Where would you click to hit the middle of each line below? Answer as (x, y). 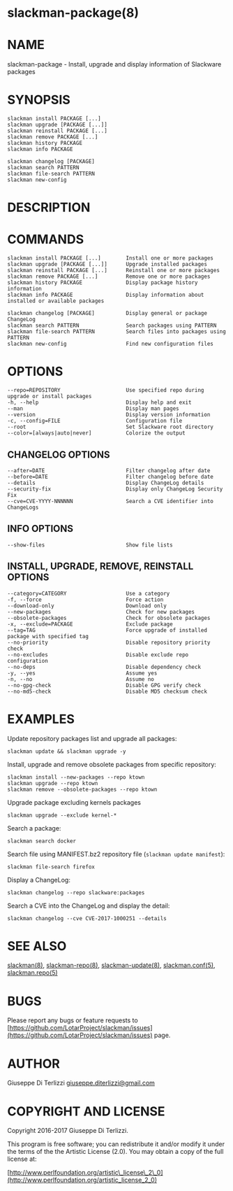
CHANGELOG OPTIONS (59, 454)
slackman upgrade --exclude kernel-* (62, 815)
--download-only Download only (87, 606)
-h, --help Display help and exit (99, 403)
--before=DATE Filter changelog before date (111, 477)
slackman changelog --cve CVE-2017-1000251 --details (87, 918)
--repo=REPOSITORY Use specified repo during (106, 390)
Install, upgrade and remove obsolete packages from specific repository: (112, 764)
